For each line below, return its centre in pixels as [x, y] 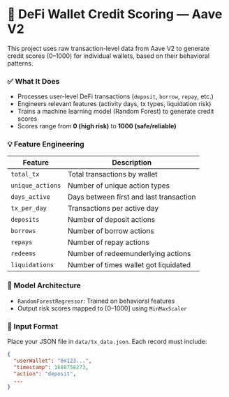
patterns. [20, 63]
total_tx [25, 174]
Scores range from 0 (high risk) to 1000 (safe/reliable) [97, 126]
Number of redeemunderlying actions [129, 253]
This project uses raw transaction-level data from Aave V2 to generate [108, 48]
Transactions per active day [113, 208]
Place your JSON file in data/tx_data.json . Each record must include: [107, 342]
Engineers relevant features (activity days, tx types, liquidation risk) [114, 104]
